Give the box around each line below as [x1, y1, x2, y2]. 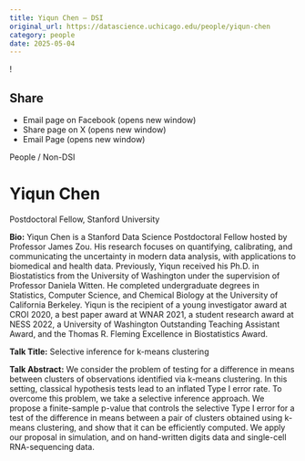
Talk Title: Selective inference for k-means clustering [9, 346, 209, 357]
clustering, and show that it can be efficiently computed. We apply [36, 422, 286, 433]
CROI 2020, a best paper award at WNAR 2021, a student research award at [9, 309, 294, 320]
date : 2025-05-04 [9, 38, 76, 48]
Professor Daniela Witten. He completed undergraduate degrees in [9, 280, 259, 290]
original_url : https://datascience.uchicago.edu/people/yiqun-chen [9, 22, 271, 31]
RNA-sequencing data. [9, 442, 96, 452]
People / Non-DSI [9, 152, 76, 162]
